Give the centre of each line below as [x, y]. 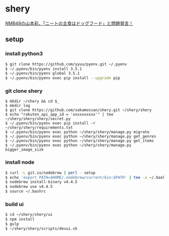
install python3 [24, 54]
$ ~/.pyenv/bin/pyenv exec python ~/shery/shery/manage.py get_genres [81, 137]
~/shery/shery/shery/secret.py [38, 119]
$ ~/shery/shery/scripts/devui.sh [41, 229]
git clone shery [24, 91]
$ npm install [20, 219]
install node [20, 162]
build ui [15, 204]
